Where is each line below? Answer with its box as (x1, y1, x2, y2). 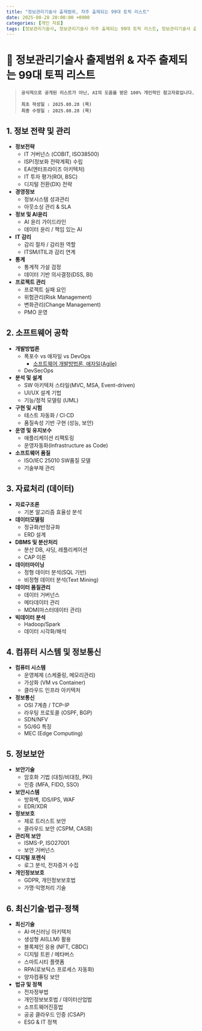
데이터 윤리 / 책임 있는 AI (23, 226, 82, 232)
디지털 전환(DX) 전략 (23, 181, 73, 187)
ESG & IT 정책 (23, 1018, 57, 1026)
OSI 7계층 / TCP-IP (23, 702, 70, 709)
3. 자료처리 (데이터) (6, 484, 75, 494)
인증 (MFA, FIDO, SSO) (23, 781, 79, 788)
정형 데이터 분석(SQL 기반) (23, 568, 87, 576)
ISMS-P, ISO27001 (23, 839, 70, 847)
